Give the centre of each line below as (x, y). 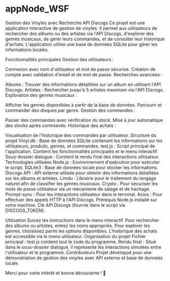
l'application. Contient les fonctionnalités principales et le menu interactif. (82, 151)
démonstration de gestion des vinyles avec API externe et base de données (84, 258)
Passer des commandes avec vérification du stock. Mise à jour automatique (84, 120)
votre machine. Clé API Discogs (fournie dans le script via (65, 205)
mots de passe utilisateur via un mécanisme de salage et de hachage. (78, 189)
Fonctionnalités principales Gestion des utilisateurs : (59, 59)
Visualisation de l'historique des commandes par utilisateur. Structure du (81, 135)
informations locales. (27, 50)
